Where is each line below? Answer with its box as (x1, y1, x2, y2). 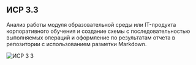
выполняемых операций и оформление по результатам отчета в (6, 33, 176, 41)
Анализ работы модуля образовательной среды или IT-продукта (6, 21, 176, 28)
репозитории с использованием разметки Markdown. (6, 40, 147, 47)
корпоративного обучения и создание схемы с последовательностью (6, 27, 190, 35)
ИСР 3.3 (6, 5, 39, 15)
